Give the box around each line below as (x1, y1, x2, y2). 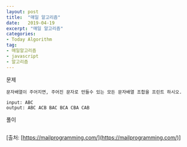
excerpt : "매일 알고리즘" (6, 25, 64, 32)
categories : (6, 31, 36, 37)
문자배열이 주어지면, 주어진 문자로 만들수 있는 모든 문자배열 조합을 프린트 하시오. (6, 89, 182, 95)
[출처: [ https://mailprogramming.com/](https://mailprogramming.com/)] (6, 134, 181, 141)
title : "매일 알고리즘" (6, 14, 61, 20)
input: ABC (6, 99, 34, 105)
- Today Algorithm (6, 36, 52, 42)
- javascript (6, 53, 39, 59)
